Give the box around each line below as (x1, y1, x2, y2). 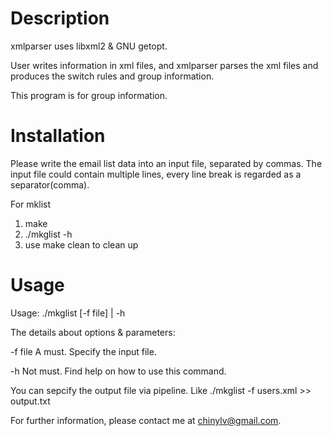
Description (10, 7, 110, 30)
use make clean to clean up (24, 238, 139, 251)
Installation (10, 125, 106, 147)
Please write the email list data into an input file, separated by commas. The (10, 157, 323, 169)
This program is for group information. (10, 89, 168, 101)
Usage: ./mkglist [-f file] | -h (10, 307, 126, 319)
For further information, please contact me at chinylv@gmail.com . (10, 414, 282, 426)
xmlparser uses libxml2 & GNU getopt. (10, 40, 168, 52)
